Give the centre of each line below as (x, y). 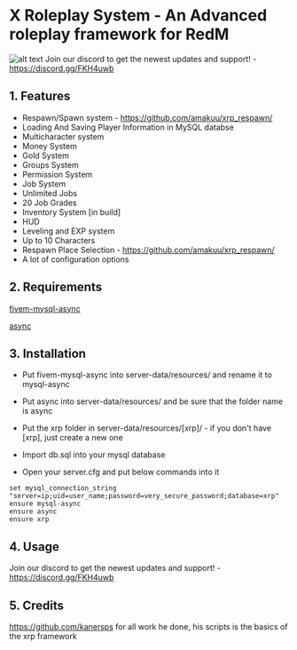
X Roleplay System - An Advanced (138, 16)
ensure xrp (29, 519)
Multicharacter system (63, 136)
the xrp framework (43, 636)
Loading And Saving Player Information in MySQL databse (128, 127)
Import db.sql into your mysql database (94, 455)
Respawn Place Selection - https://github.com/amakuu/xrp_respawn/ (148, 250)
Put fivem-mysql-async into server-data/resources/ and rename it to (147, 375)
